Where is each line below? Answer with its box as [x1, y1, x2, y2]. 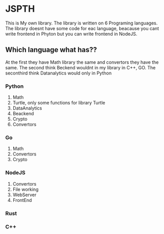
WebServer [12, 192, 37, 198]
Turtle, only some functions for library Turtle [12, 100, 105, 106]
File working [12, 186, 39, 192]
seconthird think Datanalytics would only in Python [5, 70, 112, 76]
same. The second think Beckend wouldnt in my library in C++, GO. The [5, 64, 156, 70]
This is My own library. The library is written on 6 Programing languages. [5, 20, 158, 26]
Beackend [12, 111, 34, 117]
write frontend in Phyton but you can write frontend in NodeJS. [5, 31, 138, 37]
